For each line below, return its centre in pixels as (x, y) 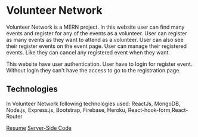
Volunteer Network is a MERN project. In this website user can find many (95, 27)
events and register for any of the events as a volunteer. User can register (97, 33)
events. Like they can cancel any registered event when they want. (88, 52)
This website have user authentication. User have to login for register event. (99, 64)
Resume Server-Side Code (39, 128)
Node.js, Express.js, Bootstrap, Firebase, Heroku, (66, 110)
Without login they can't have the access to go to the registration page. (93, 70)
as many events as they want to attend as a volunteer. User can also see (95, 39)
